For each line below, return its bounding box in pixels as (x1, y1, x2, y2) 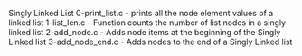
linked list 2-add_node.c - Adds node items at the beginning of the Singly (8, 27, 281, 37)
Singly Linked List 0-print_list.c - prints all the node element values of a (8, 8, 274, 18)
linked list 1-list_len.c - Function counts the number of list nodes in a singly (8, 17, 287, 28)
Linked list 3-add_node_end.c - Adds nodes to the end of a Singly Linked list (8, 36, 293, 47)
